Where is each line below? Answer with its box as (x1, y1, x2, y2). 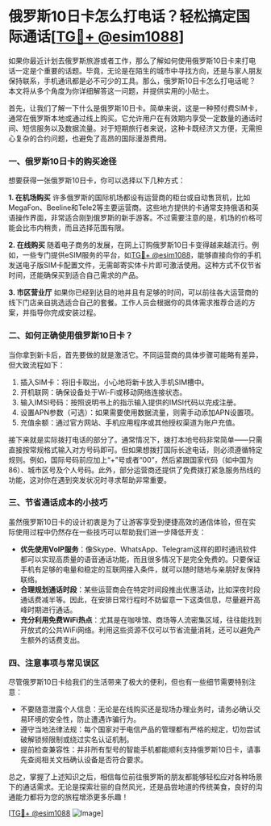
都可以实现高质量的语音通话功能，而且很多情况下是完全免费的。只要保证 (19, 554, 261, 564)
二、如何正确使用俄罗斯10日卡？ (8, 330, 134, 342)
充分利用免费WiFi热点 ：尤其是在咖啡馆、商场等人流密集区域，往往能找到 (19, 614, 262, 624)
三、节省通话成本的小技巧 (8, 497, 108, 509)
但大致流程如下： (8, 360, 65, 370)
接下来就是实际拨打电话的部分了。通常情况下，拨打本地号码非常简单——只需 (8, 434, 263, 444)
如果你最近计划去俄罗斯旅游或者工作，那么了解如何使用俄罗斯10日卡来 (8, 56, 242, 65)
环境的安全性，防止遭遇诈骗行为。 (27, 715, 141, 724)
